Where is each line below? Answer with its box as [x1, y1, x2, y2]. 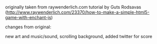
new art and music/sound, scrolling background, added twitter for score [5, 34, 153, 39]
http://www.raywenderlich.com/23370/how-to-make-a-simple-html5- [6, 9, 150, 15]
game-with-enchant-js [5, 15, 51, 20]
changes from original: [5, 24, 52, 30]
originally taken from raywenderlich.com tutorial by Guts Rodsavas [5, 4, 142, 10]
